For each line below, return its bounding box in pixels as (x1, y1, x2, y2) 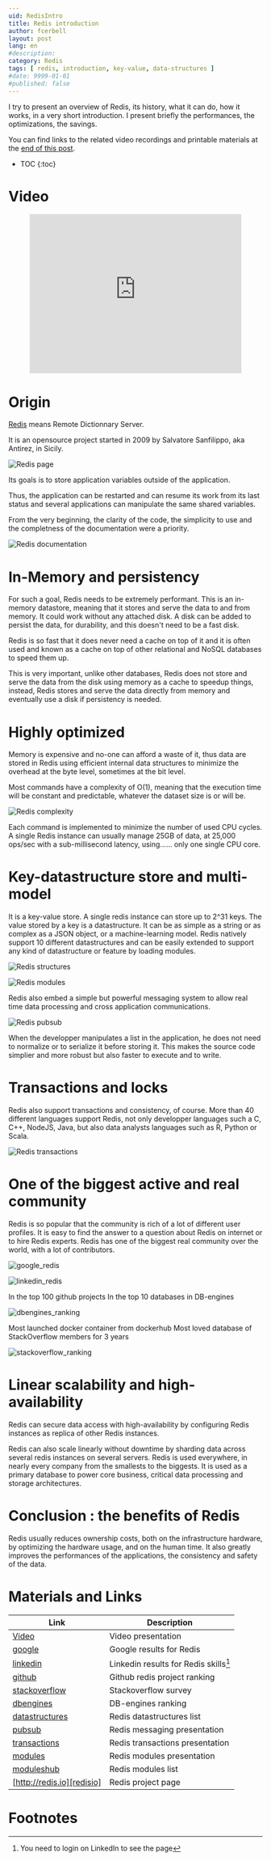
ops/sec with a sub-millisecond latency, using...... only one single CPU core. (8, 840, 261, 849)
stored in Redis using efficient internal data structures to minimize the (8, 758, 240, 768)
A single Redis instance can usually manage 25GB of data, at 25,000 (8, 831, 236, 841)
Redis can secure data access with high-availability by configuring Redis (8, 1420, 250, 1429)
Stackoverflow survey (109, 1685, 192, 1696)
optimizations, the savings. (8, 119, 98, 129)
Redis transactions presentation (109, 1737, 230, 1749)
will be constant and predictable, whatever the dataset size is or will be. (8, 791, 246, 801)
